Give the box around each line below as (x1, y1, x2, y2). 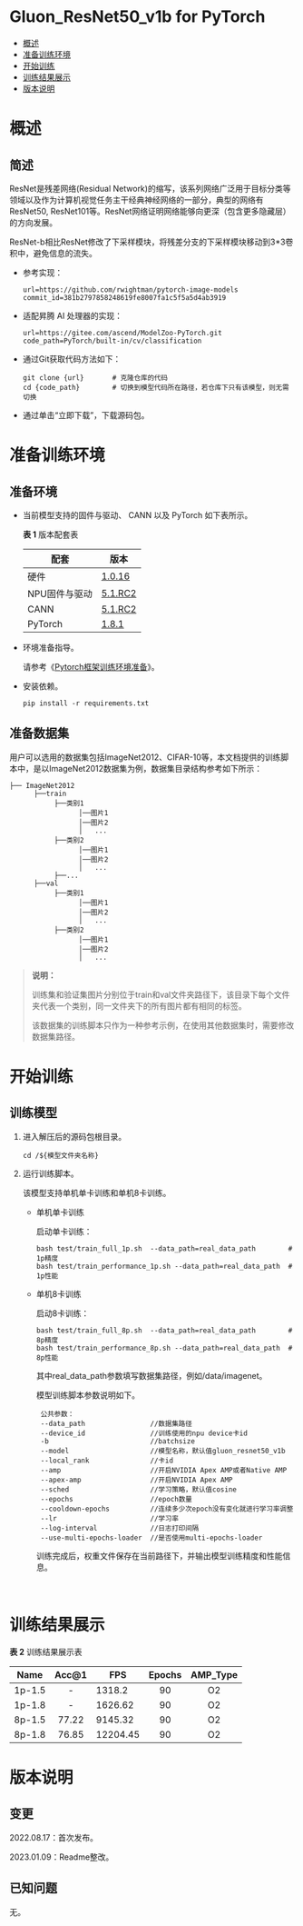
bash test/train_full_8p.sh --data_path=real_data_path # (35, 1325, 293, 1335)
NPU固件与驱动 (26, 587, 93, 600)
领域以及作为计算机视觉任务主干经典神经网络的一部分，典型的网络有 (9, 194, 264, 205)
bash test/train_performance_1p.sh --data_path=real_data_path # (35, 1262, 293, 1271)
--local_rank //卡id (40, 1456, 174, 1465)
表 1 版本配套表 (22, 529, 79, 540)
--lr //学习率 (40, 1513, 180, 1523)
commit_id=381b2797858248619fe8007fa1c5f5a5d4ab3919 (22, 293, 227, 302)
